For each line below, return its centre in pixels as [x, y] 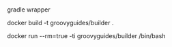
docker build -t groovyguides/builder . [60, 23]
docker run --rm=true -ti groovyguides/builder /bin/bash [86, 36]
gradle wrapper [29, 10]
